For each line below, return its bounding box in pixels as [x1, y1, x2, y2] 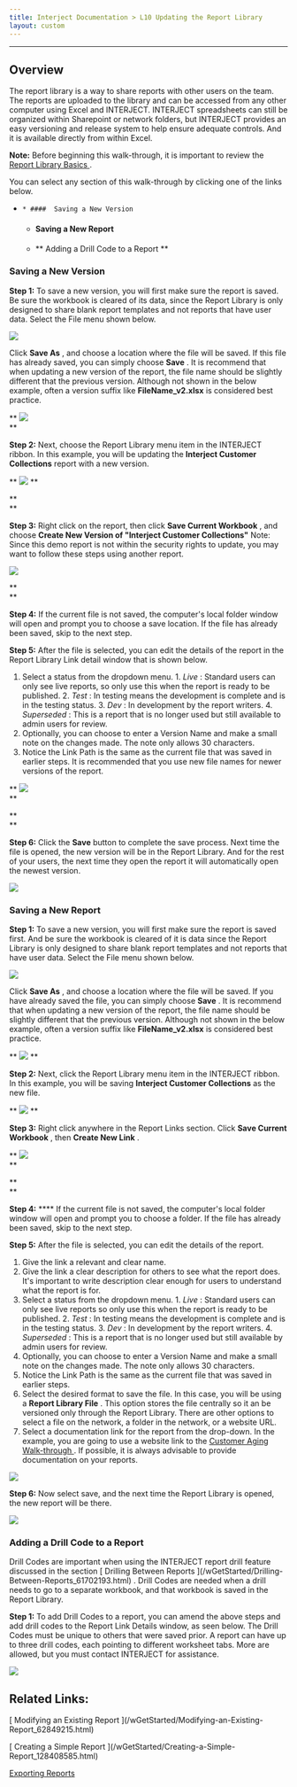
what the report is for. [21, 1286, 102, 1296]
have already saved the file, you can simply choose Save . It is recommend [9, 996, 282, 1006]
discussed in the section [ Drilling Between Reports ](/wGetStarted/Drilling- [9, 1566, 284, 1577]
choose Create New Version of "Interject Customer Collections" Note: [9, 529, 271, 540]
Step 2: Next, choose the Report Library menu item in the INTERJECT [9, 439, 263, 450]
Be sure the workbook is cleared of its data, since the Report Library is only [9, 294, 284, 306]
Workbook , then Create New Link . [9, 1132, 140, 1143]
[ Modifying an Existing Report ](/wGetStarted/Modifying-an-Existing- [9, 1715, 263, 1726]
